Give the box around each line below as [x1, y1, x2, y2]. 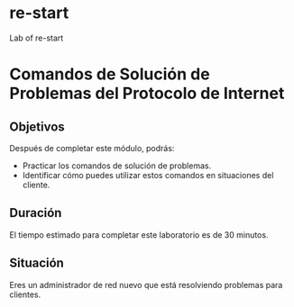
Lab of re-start [9, 32, 64, 43]
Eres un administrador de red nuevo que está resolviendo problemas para [9, 279, 283, 290]
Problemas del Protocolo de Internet [9, 84, 285, 104]
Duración [9, 205, 62, 221]
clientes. [9, 289, 41, 300]
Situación [9, 256, 65, 271]
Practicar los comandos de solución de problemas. [22, 160, 212, 171]
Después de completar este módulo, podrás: [9, 142, 175, 153]
